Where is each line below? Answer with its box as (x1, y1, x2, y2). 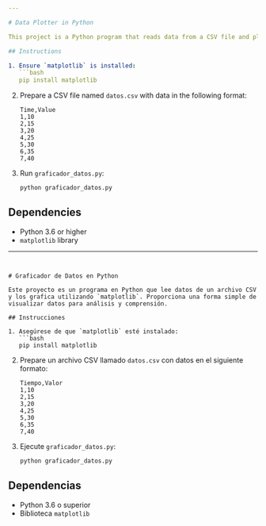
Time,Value (19, 106, 56, 114)
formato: (19, 363, 48, 373)
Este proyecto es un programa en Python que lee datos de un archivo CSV (8, 286, 257, 294)
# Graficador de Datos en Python (8, 271, 119, 280)
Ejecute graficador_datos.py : (19, 441, 116, 451)
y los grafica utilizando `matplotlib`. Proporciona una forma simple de (8, 293, 257, 301)
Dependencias (8, 479, 82, 493)
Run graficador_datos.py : (19, 168, 104, 179)
